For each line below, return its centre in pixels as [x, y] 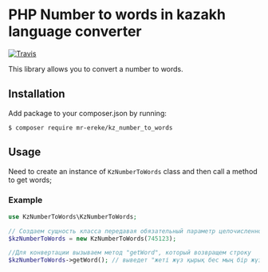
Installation [37, 94]
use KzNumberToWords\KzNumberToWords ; [73, 216]
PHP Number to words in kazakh [117, 15]
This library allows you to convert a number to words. [96, 68]
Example [26, 200]
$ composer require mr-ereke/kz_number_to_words [91, 128]
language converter [75, 31]
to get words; [30, 180]
